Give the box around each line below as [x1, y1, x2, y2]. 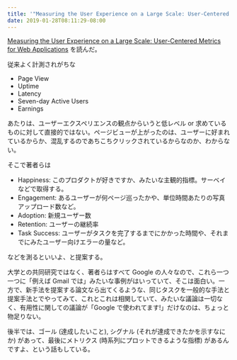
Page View [17, 74, 50, 82]
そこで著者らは [7, 160, 51, 169]
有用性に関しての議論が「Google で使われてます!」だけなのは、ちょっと [19, 303, 230, 312]
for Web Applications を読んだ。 [7, 45, 101, 53]
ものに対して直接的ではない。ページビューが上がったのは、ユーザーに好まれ [7, 128, 231, 136]
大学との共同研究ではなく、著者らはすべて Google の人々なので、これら [7, 267, 217, 276]
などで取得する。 [17, 184, 68, 193]
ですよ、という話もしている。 [7, 344, 94, 353]
